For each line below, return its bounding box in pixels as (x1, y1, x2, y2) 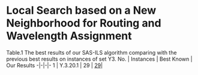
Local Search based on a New (6, 4, 157, 17)
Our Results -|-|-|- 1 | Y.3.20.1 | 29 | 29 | (6, 61, 103, 69)
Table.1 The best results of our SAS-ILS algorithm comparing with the (6, 49, 177, 56)
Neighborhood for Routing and (6, 16, 161, 30)
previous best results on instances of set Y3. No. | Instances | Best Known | (6, 55, 193, 62)
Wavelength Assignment (6, 29, 132, 43)
